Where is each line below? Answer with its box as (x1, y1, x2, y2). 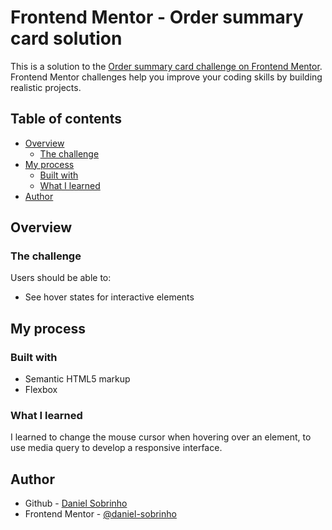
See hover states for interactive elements (24, 291, 195, 303)
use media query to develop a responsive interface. (10, 442, 223, 454)
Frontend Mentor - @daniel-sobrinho (24, 508, 177, 520)
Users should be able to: (10, 272, 112, 284)
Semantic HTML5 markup (24, 373, 131, 385)
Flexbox (24, 384, 58, 396)
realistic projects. (10, 81, 82, 93)
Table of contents (10, 111, 122, 128)
